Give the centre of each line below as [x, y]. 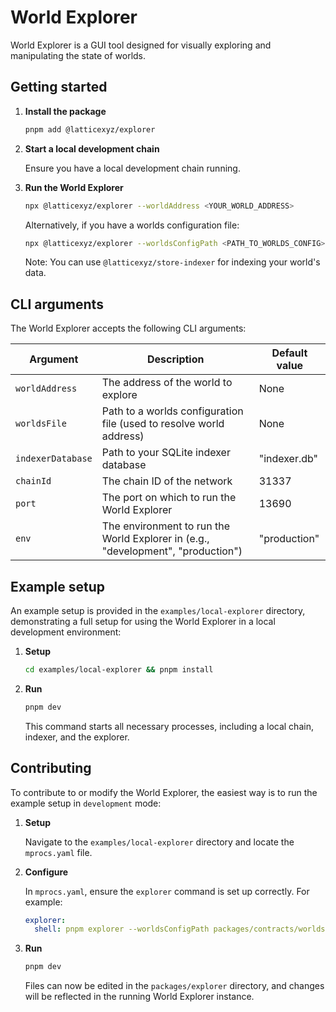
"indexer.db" [288, 459]
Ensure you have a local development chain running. [132, 168]
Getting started [59, 87]
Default [289, 353]
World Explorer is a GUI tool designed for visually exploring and [141, 45]
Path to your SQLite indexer [166, 453]
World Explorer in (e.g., [155, 539]
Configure [46, 872]
